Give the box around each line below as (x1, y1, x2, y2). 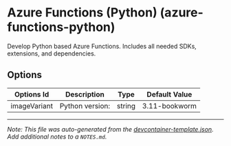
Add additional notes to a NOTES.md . (7, 132, 107, 141)
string (116, 101, 136, 110)
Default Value (146, 89, 192, 99)
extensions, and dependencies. (7, 49, 96, 58)
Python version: (59, 101, 111, 110)
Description (65, 89, 104, 99)
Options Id (14, 89, 49, 99)
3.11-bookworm (142, 101, 197, 110)
